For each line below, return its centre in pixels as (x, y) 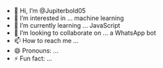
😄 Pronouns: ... (36, 51)
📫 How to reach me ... (46, 41)
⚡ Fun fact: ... (33, 58)
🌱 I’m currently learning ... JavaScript (67, 25)
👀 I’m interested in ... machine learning (69, 18)
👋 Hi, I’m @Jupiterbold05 (49, 11)
